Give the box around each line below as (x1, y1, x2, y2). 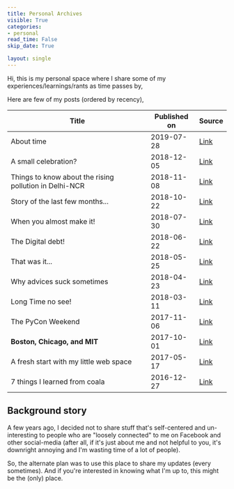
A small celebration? (10, 156, 77, 166)
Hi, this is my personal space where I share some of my (7, 74, 166, 82)
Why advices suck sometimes (10, 277, 109, 286)
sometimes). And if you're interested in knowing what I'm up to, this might (7, 466, 219, 474)
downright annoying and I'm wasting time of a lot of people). (7, 445, 181, 453)
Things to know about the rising (10, 172, 114, 182)
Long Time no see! (10, 297, 72, 306)
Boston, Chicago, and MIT (10, 336, 99, 346)
